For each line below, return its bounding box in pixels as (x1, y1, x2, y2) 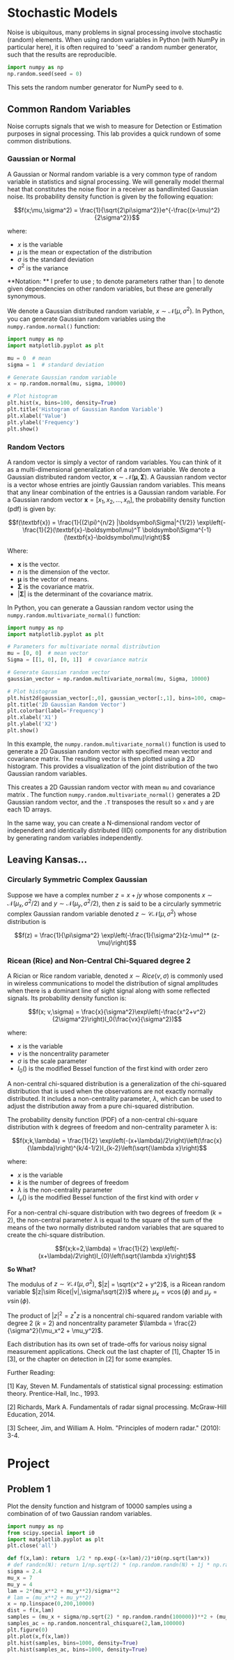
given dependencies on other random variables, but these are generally (7, 284, 213, 293)
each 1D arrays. (7, 805, 52, 814)
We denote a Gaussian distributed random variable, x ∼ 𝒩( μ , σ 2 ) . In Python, (7, 305, 225, 315)
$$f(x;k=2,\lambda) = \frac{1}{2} (54, 1244, 149, 1253)
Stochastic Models (7, 5, 118, 21)
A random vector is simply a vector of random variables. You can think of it (7, 458, 221, 466)
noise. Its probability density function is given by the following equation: (7, 192, 214, 201)
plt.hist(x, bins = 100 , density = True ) (7, 400, 117, 407)
